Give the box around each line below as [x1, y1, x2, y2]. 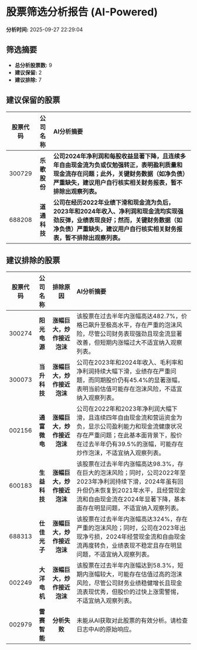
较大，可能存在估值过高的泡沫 [100, 570, 183, 578]
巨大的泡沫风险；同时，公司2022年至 [82, 469, 186, 477]
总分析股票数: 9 [14, 61, 53, 68]
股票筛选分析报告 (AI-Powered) [6, 5, 158, 19]
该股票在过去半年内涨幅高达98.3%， [76, 460, 178, 468]
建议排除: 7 [14, 76, 42, 83]
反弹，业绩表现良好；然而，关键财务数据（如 [59, 216, 183, 224]
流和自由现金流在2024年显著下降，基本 [76, 495, 186, 504]
